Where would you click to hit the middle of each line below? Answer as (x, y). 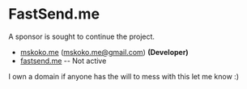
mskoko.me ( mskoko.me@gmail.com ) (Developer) (104, 52)
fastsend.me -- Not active (63, 61)
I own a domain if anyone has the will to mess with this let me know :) (123, 76)
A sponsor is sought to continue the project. (82, 36)
